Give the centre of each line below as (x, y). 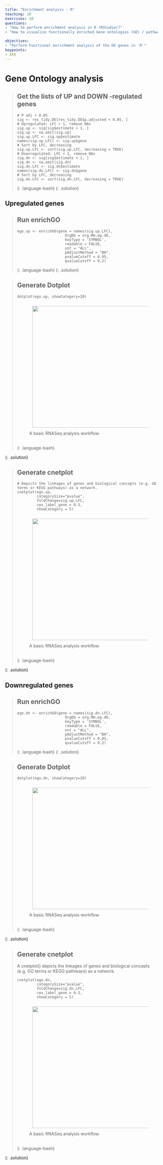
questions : (16, 23)
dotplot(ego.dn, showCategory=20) (52, 778)
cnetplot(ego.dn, (34, 980)
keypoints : (16, 50)
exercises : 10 (19, 18)
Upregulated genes (35, 203)
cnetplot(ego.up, (34, 492)
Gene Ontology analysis (54, 79)
